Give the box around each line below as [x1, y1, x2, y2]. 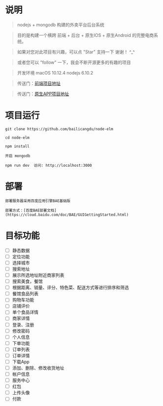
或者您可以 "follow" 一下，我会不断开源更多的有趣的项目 [17, 59, 131, 65]
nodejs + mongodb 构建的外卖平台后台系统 [17, 22, 105, 28]
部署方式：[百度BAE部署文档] [5, 208, 57, 213]
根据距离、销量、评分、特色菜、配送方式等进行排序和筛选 [12, 285, 129, 291]
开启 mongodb [5, 153, 31, 158]
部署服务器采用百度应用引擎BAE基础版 [5, 198, 70, 203]
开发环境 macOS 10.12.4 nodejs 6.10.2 [17, 70, 94, 75]
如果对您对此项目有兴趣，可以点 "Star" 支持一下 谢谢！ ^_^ [17, 49, 135, 55]
